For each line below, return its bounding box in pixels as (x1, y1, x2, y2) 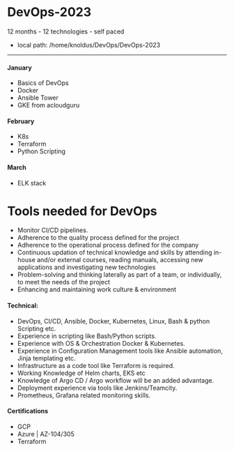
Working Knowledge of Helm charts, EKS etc (17, 369, 146, 377)
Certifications (7, 407, 49, 415)
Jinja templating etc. (17, 353, 76, 362)
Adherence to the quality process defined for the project (17, 234, 180, 242)
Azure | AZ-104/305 (17, 429, 75, 438)
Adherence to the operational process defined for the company (17, 241, 199, 250)
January (7, 63, 33, 72)
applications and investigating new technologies (17, 263, 156, 272)
